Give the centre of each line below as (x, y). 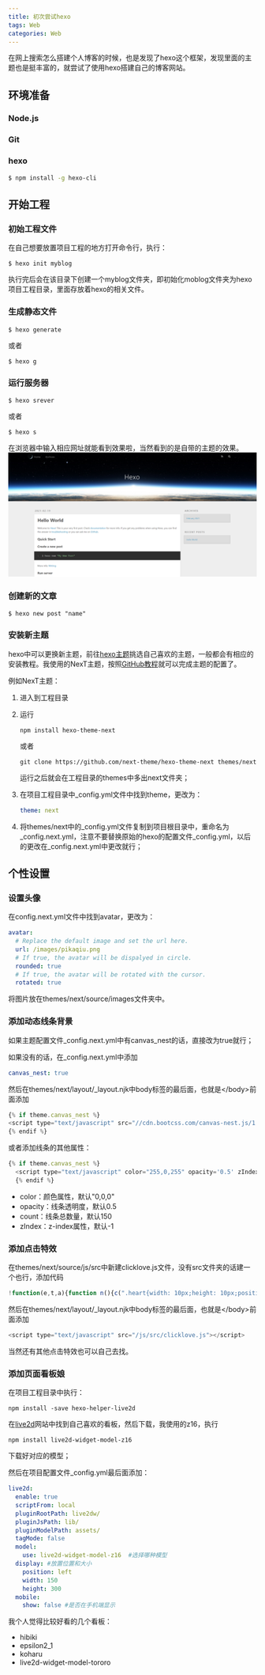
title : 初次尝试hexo (39, 17)
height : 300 (42, 1589)
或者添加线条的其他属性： (50, 1148)
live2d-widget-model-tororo (65, 1662)
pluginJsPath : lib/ (47, 1522)
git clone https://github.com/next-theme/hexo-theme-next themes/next (138, 762)
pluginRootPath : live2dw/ (58, 1514)
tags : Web (24, 25)
